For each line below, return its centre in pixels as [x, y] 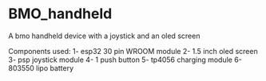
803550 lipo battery [41, 67]
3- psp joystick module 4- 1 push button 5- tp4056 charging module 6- [125, 60]
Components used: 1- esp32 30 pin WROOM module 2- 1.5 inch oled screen [133, 51]
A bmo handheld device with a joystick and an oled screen [104, 36]
